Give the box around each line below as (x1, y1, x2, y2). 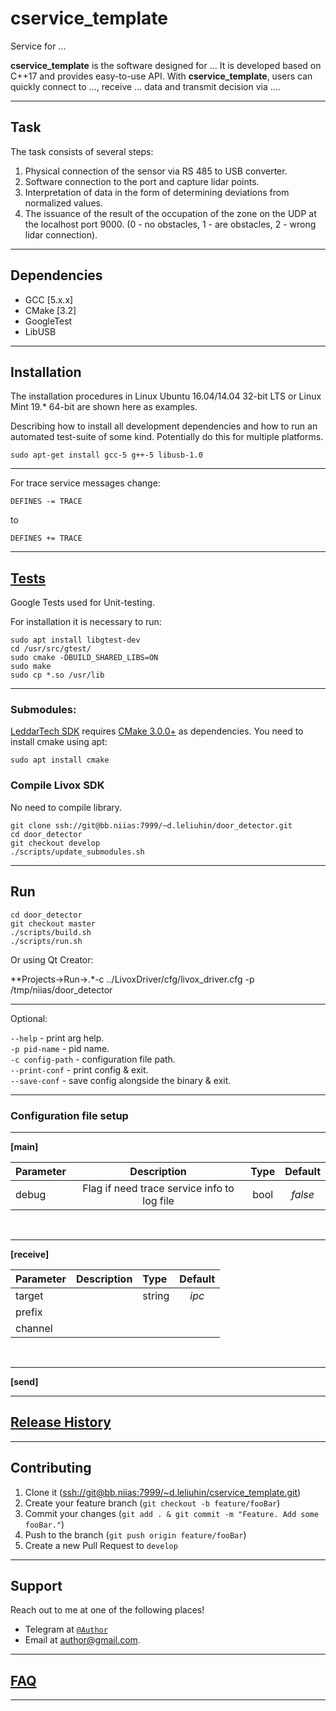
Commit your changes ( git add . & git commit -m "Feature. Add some (24, 1507, 319, 1519)
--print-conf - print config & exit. (10, 1063, 149, 1076)
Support (10, 1577, 63, 1594)
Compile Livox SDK (10, 778, 105, 792)
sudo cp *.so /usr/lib (10, 670, 105, 681)
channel (15, 1321, 53, 1335)
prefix (15, 1305, 43, 1319)
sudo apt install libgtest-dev (10, 635, 141, 646)
